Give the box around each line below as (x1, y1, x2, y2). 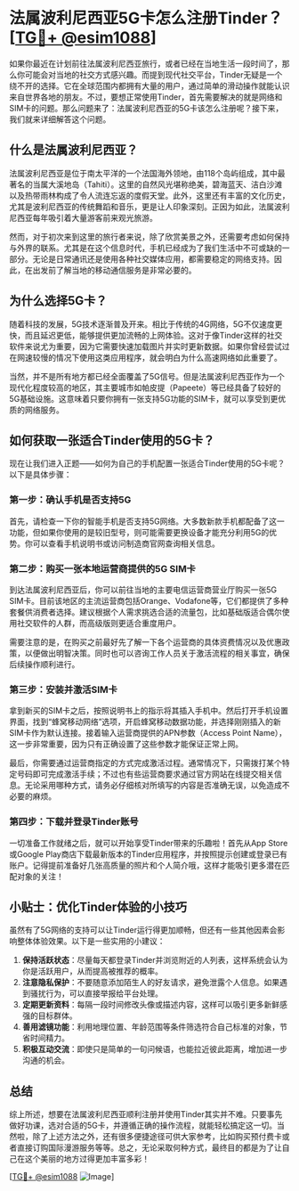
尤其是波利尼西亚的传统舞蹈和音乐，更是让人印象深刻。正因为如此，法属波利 (9, 201, 290, 212)
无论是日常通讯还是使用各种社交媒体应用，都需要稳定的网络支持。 (32, 253, 274, 264)
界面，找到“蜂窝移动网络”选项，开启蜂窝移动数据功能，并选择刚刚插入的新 (9, 716, 282, 727)
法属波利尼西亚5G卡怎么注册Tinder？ (9, 8, 283, 29)
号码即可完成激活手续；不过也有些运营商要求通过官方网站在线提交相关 (16, 769, 274, 779)
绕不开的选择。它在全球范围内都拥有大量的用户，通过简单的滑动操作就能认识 (9, 80, 290, 91)
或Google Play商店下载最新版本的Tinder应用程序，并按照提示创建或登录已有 (9, 848, 287, 860)
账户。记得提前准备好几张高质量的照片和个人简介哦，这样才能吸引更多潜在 (9, 860, 282, 870)
